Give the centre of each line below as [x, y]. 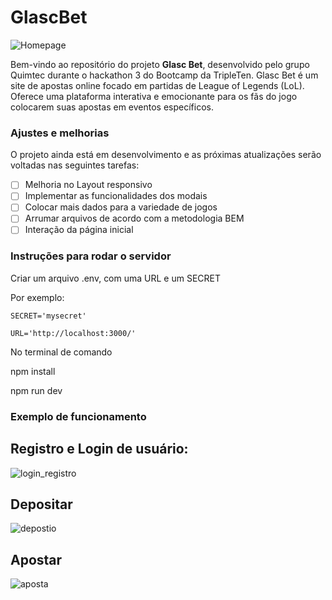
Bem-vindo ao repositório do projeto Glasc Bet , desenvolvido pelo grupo [160, 64]
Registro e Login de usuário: [99, 449]
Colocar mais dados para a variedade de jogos [121, 207]
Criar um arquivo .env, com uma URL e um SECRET [116, 278]
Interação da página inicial [79, 230]
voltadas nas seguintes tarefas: [75, 165]
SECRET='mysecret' [48, 316]
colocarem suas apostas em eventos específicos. [112, 107]
